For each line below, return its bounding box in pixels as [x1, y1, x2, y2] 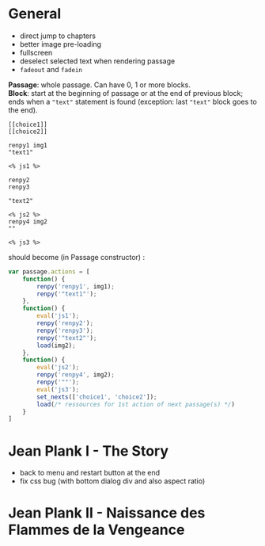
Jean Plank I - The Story [8, 441, 168, 460]
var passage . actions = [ [8, 267, 90, 276]
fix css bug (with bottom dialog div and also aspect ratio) [19, 476, 206, 486]
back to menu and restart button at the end [19, 468, 161, 478]
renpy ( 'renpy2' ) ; [36, 319, 93, 327]
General [8, 5, 62, 23]
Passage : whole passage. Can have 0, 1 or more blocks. [8, 80, 191, 90]
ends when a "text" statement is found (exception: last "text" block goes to [8, 97, 257, 106]
